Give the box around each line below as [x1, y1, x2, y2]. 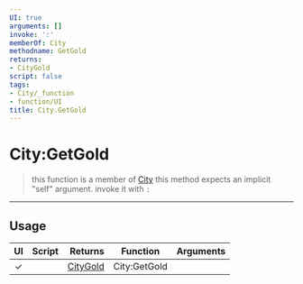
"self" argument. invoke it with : [31, 184, 151, 195]
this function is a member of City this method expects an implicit [31, 174, 271, 185]
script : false [9, 72, 63, 81]
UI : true [9, 13, 42, 23]
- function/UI [9, 96, 63, 106]
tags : [9, 80, 30, 89]
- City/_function [9, 88, 75, 97]
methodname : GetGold [9, 47, 87, 56]
